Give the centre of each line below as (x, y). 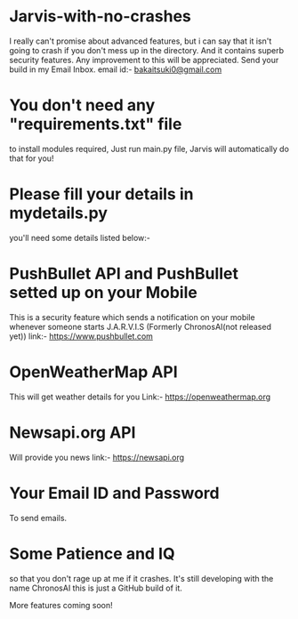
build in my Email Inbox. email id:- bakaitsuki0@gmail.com (116, 69)
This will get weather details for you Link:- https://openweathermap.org (140, 397)
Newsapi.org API (72, 432)
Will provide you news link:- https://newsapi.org (97, 457)
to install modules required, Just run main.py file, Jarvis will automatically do (149, 149)
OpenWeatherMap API (93, 372)
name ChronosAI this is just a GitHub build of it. (96, 588)
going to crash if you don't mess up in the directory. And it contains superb (147, 50)
